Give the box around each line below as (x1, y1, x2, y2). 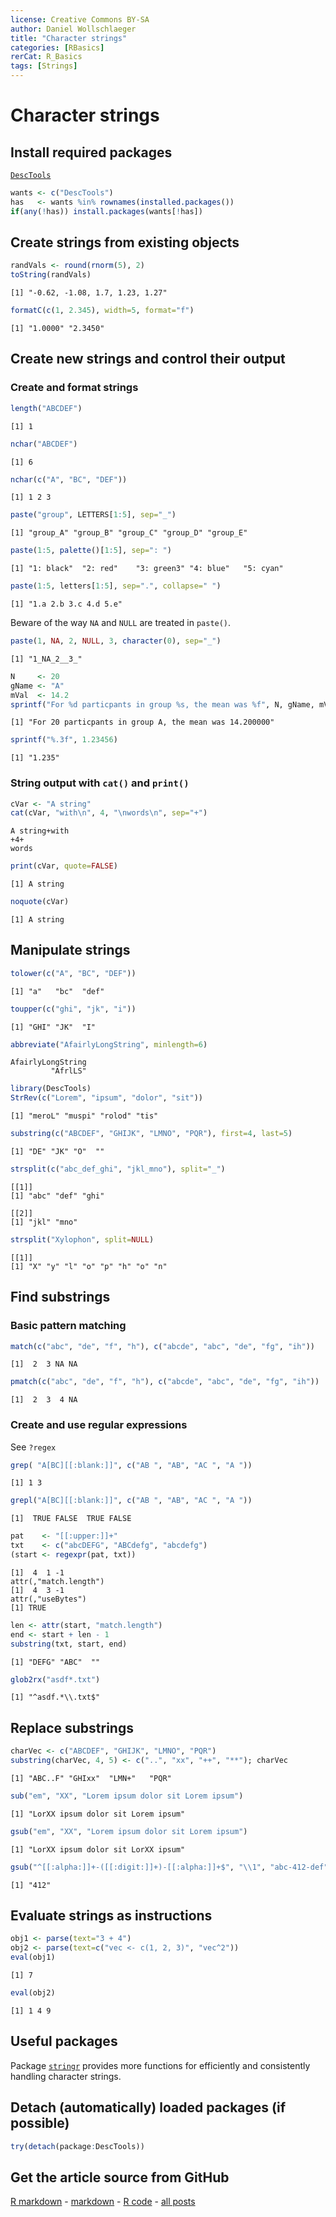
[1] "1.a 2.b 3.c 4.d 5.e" (10, 599, 123, 609)
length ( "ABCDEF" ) (10, 403, 83, 413)
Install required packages (10, 144, 173, 161)
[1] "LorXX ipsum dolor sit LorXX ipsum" (10, 1844, 186, 1855)
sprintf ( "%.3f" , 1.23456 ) (10, 735, 118, 745)
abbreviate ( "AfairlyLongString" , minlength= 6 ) (10, 1039, 208, 1050)
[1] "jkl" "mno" (10, 1217, 78, 1227)
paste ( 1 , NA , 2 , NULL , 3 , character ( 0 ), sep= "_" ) (10, 636, 222, 646)
